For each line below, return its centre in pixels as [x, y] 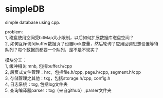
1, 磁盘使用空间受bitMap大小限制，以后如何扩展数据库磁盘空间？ [70, 37]
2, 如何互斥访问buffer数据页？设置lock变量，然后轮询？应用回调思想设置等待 [82, 43]
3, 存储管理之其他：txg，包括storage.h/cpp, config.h [58, 78]
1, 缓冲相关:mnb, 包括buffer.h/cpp [39, 66]
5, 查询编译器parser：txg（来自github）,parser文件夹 [58, 90]
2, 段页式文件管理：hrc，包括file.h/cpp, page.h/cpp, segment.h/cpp [73, 72]
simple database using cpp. [33, 22]
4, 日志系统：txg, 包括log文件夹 [36, 84]
